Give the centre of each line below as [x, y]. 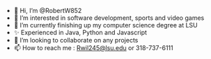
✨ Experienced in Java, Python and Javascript [80, 32]
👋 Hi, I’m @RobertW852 [48, 11]
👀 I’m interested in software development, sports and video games [109, 18]
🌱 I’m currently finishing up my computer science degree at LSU [106, 25]
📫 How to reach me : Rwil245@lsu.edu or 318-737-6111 [93, 48]
